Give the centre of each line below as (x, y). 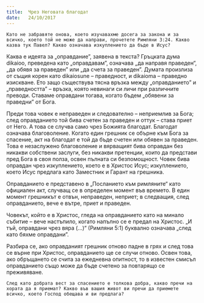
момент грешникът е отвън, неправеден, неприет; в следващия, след (98, 196)
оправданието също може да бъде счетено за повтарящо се (86, 265)
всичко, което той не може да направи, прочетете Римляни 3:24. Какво (98, 40)
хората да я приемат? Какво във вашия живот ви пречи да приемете (93, 288)
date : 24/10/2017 (31, 18)
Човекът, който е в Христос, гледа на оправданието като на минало (95, 215)
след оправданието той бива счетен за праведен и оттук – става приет (99, 120)
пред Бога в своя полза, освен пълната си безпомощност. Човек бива (98, 159)
